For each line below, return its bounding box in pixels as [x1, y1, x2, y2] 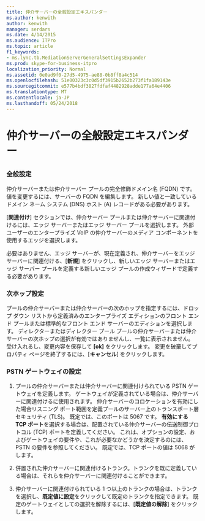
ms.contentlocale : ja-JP [6, 95, 70, 101]
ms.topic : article [6, 44, 53, 50]
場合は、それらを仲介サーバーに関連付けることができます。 [20, 472, 171, 479]
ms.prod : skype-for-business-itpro [6, 60, 97, 66]
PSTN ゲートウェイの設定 [6, 367, 81, 376]
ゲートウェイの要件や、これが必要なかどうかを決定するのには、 [26, 436, 187, 444]
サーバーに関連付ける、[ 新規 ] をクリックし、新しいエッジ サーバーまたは [6, 257, 190, 264]
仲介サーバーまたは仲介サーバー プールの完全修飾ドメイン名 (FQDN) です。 [6, 185, 196, 192]
